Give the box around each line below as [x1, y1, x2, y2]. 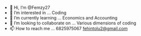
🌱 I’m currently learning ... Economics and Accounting [9, 15, 118, 20]
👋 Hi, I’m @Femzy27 [9, 5, 50, 10]
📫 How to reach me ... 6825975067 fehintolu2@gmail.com [9, 26, 128, 31]
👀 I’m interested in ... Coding [9, 10, 67, 16]
